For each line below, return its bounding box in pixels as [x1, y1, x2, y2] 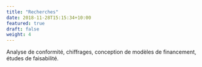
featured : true [6, 20, 45, 26]
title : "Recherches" [6, 9, 59, 15]
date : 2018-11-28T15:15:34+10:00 [6, 15, 92, 21]
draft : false [6, 26, 40, 32]
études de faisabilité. [6, 55, 59, 62]
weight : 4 [6, 32, 32, 38]
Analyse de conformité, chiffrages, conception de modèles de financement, [6, 48, 197, 55]
